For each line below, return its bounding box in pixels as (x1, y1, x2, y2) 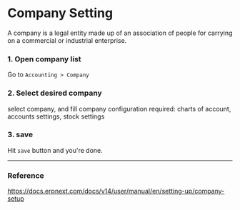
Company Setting (7, 5, 113, 21)
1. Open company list (7, 54, 81, 64)
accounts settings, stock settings (7, 112, 105, 121)
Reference (7, 170, 44, 180)
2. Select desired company (7, 88, 102, 98)
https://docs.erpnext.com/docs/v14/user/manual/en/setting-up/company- (7, 187, 225, 196)
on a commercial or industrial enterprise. (7, 36, 127, 44)
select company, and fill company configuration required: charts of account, (7, 104, 231, 113)
